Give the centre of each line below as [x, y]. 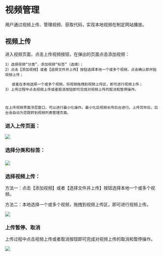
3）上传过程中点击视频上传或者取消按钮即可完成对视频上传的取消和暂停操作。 [72, 89]
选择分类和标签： [25, 150]
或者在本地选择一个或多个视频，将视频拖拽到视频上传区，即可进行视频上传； [77, 84]
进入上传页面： [23, 126]
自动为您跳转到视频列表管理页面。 [41, 113]
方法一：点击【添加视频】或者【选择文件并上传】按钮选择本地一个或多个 [78, 188]
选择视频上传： [23, 176]
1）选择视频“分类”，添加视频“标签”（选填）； [44, 64]
